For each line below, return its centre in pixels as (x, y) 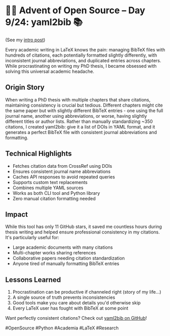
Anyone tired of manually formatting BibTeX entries (66, 264)
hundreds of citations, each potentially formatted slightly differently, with (81, 55)
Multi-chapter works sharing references (54, 253)
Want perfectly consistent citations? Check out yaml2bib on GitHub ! (76, 318)
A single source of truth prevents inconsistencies (64, 297)
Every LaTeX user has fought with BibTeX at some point (70, 308)
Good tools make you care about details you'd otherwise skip (77, 303)
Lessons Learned (33, 280)
